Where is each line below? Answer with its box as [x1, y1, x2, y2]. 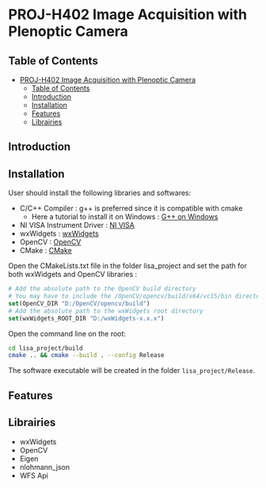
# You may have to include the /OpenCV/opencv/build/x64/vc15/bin [8, 292, 232, 301]
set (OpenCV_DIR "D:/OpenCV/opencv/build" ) [8, 299, 150, 307]
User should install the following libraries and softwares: [8, 188, 192, 198]
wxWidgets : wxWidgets [19, 229, 99, 239]
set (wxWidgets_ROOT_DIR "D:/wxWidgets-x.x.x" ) [8, 314, 165, 322]
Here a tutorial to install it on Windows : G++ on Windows [31, 212, 218, 221]
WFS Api [19, 471, 49, 480]
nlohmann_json [19, 462, 70, 471]
